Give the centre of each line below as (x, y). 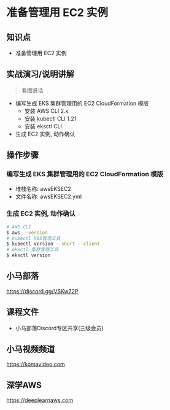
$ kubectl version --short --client (53, 244)
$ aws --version (27, 233)
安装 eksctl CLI (43, 126)
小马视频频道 (31, 350)
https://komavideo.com (36, 364)
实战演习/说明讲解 (41, 74)
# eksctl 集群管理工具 (33, 250)
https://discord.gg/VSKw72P (42, 291)
